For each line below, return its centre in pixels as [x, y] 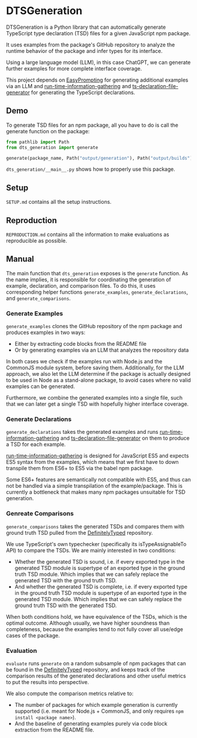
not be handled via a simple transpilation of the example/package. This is [94, 486]
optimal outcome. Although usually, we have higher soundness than [88, 623]
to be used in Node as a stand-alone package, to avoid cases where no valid [98, 380]
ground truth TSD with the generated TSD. [66, 605]
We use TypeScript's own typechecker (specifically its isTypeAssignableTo [96, 544]
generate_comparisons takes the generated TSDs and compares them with [95, 526]
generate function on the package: [48, 131]
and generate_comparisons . [38, 298]
